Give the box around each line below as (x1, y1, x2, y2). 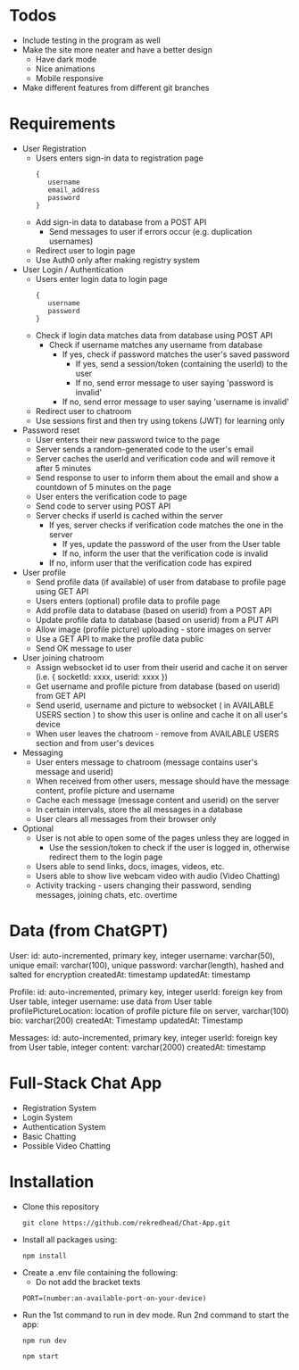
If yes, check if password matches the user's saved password (62, 349, 290, 360)
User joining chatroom (21, 652, 104, 663)
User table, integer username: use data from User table (9, 996, 212, 1007)
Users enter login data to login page (35, 273, 168, 284)
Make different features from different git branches (21, 82, 210, 93)
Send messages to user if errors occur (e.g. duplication (48, 226, 253, 237)
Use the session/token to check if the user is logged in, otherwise (48, 842, 290, 852)
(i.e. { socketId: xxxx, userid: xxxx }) (35, 671, 168, 682)
